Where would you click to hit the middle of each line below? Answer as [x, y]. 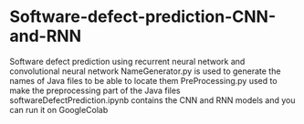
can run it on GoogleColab [59, 109]
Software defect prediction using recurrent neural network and [127, 61]
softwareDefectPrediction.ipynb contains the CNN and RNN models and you [152, 100]
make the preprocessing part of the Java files [95, 90]
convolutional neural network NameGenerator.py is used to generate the [145, 71]
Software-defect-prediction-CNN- [143, 17]
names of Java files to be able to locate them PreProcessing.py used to [143, 80]
